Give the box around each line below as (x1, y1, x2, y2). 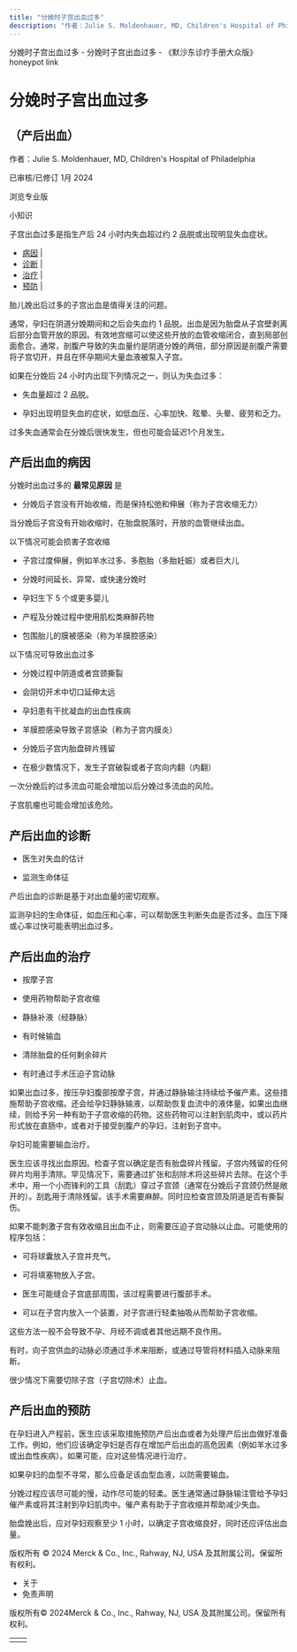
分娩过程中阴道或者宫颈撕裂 (21, 668, 124, 679)
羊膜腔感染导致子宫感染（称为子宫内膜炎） (21, 725, 178, 735)
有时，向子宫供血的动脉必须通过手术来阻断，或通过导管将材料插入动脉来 (9, 1344, 272, 1355)
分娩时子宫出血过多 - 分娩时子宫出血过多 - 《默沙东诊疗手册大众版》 (9, 46, 258, 58)
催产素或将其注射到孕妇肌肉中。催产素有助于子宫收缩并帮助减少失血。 (9, 1499, 265, 1510)
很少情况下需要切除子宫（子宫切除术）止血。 (9, 1374, 172, 1385)
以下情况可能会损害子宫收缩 (9, 536, 110, 547)
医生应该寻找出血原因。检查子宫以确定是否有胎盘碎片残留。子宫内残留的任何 (9, 1157, 288, 1168)
